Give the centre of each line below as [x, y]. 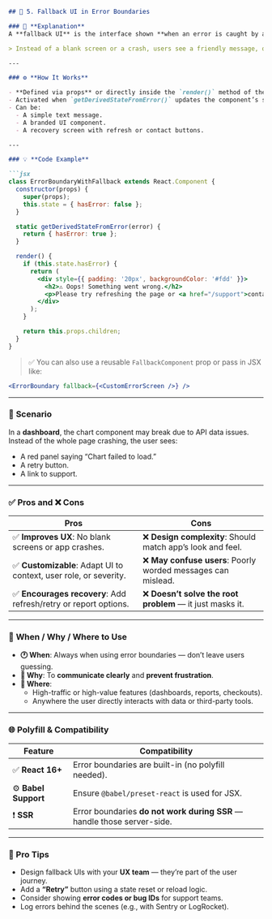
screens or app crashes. [59, 547]
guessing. [36, 667]
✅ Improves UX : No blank [62, 537]
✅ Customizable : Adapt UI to [68, 566]
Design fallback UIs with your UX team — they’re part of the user [128, 872]
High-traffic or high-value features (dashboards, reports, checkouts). [147, 692]
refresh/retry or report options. [71, 604]
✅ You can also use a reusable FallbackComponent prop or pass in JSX [144, 362]
